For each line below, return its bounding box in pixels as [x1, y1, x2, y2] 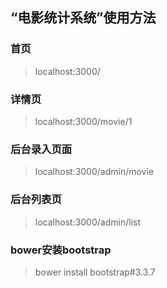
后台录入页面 [10, 142, 73, 156]
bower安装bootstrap [10, 243, 112, 257]
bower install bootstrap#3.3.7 [34, 266, 156, 278]
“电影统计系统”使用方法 [10, 9, 157, 27]
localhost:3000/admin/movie [34, 166, 155, 178]
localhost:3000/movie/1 [34, 115, 133, 127]
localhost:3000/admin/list [34, 216, 141, 228]
